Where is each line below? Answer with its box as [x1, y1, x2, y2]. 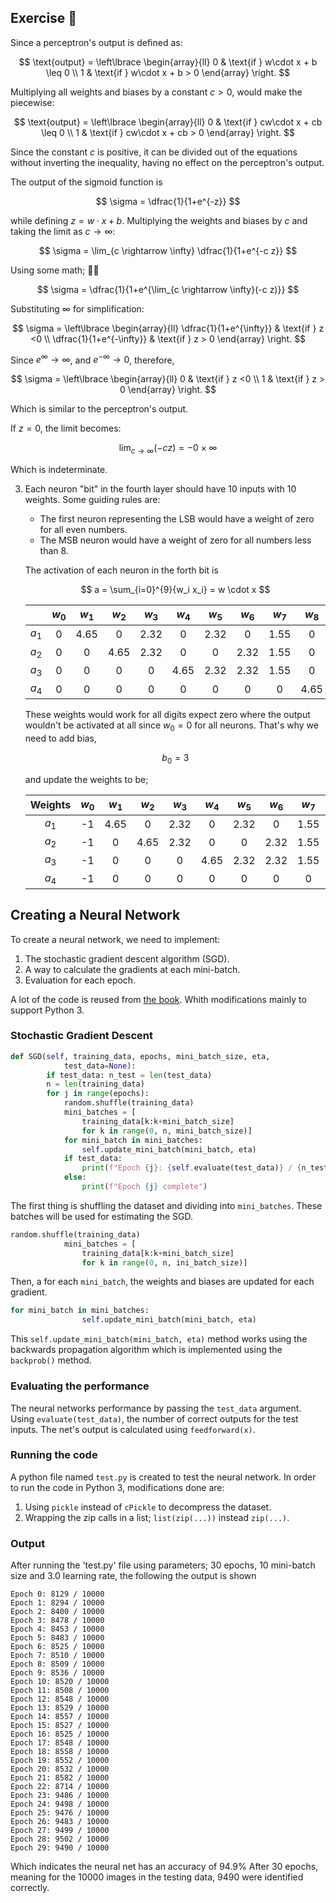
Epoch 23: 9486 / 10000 [10, 1791, 110, 1801]
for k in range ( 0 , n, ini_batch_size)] [81, 1257, 248, 1268]
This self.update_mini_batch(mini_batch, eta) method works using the [10, 1333, 308, 1345]
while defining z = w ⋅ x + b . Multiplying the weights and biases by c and [10, 214, 308, 226]
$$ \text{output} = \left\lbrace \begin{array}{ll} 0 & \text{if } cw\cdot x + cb [13, 116, 323, 128]
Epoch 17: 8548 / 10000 [10, 1738, 110, 1748]
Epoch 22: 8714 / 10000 [10, 1782, 110, 1792]
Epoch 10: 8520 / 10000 [10, 1677, 110, 1687]
